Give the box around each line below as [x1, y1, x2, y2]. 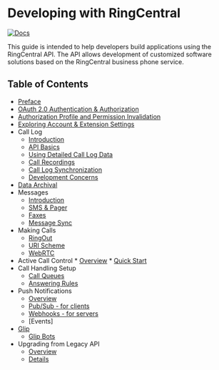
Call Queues [28, 271, 65, 279]
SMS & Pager [28, 203, 68, 212]
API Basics [28, 143, 61, 151]
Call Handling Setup [17, 264, 76, 272]
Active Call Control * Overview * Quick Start [17, 256, 148, 264]
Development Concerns [28, 173, 98, 181]
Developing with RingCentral [7, 5, 180, 21]
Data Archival [17, 180, 58, 189]
